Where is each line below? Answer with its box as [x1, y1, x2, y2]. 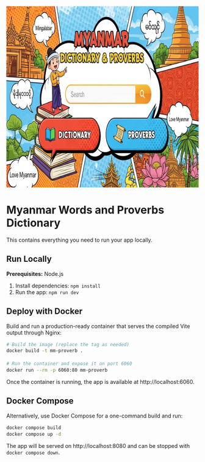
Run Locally [6, 254, 52, 264]
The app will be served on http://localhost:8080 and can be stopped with [6, 442, 190, 449]
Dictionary [6, 216, 61, 230]
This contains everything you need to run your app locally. [6, 236, 153, 244]
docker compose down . [6, 449, 60, 456]
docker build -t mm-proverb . [6, 348, 84, 354]
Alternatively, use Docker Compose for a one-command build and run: [6, 412, 183, 419]
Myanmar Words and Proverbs [6, 203, 165, 217]
